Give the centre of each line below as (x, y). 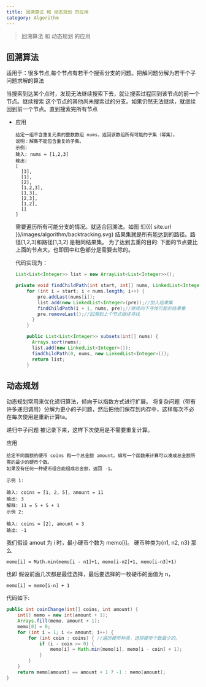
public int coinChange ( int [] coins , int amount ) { (72, 610)
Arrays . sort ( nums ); (56, 342)
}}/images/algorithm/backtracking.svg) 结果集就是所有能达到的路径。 (103, 234)
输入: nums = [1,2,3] (42, 155)
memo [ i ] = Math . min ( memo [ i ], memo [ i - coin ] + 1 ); (116, 650)
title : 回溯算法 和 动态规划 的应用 (48, 12)
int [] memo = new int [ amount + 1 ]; (63, 615)
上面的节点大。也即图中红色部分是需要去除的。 (74, 250)
